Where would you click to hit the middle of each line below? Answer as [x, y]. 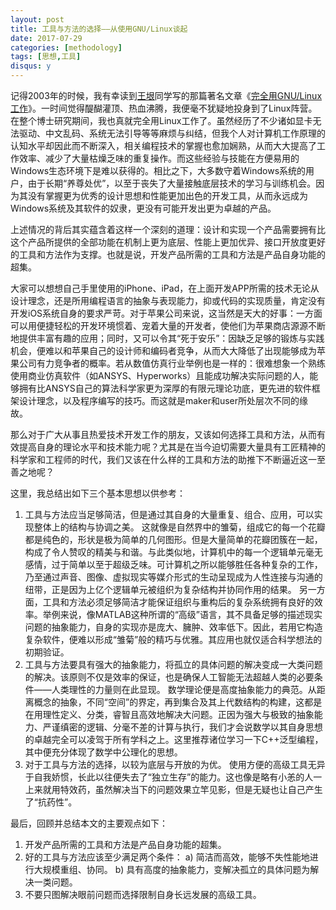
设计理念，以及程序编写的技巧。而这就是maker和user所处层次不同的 [159, 400]
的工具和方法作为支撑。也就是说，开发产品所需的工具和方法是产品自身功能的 [168, 254]
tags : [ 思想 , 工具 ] [46, 57]
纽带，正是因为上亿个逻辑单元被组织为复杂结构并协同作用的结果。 [160, 589]
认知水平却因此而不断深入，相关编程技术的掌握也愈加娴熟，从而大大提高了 [163, 145]
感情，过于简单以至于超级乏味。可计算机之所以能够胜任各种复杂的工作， [173, 564]
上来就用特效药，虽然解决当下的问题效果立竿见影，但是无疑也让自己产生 [173, 789]
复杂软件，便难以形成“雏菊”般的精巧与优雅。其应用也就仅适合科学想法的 [173, 639]
